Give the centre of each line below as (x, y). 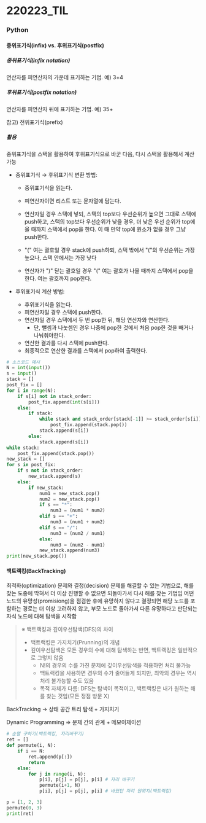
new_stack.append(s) (55, 477)
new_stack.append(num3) (69, 550)
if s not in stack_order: (51, 470)
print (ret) (20, 813)
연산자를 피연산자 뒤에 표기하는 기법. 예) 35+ (60, 109)
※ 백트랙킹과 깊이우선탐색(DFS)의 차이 (67, 630)
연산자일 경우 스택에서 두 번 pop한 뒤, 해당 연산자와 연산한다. (97, 319)
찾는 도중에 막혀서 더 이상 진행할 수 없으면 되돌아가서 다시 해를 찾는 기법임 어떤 (100, 593)
